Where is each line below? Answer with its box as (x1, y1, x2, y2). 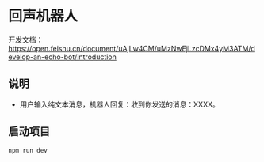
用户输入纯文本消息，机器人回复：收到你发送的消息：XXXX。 (19, 100, 220, 109)
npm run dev (8, 146, 48, 154)
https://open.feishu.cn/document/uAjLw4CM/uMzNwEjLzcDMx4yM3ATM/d (8, 43, 256, 53)
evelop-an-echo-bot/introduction (8, 52, 117, 62)
